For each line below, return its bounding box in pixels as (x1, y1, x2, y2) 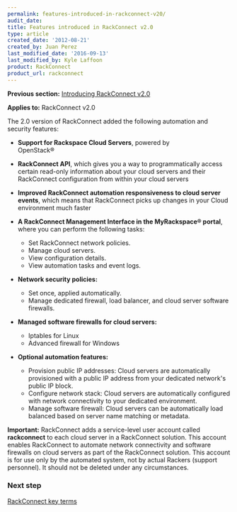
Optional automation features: (17, 352, 108, 361)
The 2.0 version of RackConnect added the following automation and (7, 116, 209, 125)
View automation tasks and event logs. (28, 261, 141, 270)
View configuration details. (28, 254, 107, 262)
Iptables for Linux (28, 331, 79, 339)
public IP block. (28, 381, 74, 390)
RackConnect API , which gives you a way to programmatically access (17, 159, 223, 168)
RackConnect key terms (7, 496, 78, 505)
